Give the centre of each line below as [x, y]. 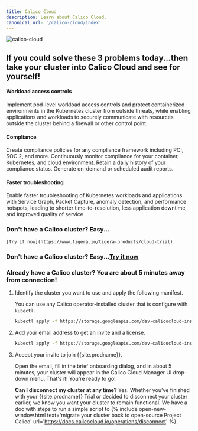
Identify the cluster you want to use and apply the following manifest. [99, 292]
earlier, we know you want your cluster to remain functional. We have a [101, 403]
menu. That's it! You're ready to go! [73, 378]
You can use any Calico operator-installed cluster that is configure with [101, 304]
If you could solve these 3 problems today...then [97, 58]
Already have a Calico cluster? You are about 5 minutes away [95, 272]
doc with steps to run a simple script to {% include [76, 409]
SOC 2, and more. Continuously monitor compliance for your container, [92, 156]
